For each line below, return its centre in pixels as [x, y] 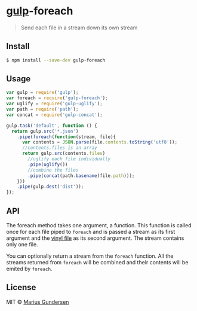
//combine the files [53, 170]
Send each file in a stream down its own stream [79, 28]
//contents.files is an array [59, 148]
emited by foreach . [29, 269]
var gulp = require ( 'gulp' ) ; [42, 93]
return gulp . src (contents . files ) [64, 154]
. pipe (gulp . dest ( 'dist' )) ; [50, 187]
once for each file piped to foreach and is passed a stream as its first [91, 232]
